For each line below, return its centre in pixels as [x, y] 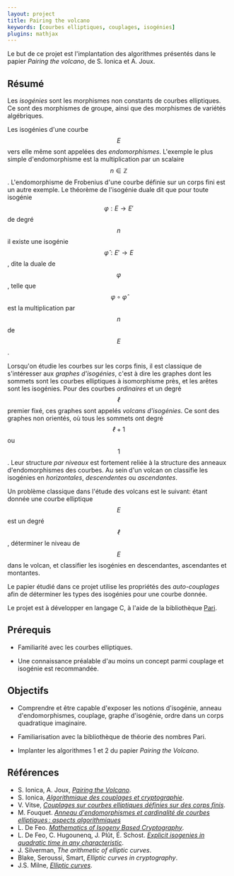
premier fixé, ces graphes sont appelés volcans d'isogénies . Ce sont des [113, 411]
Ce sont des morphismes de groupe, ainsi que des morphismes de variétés [117, 108]
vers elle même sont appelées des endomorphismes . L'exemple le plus [110, 152]
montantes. [24, 573]
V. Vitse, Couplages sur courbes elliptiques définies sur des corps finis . [122, 804]
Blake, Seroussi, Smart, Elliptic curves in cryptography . [98, 858]
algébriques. [25, 116]
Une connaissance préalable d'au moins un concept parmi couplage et [121, 661]
